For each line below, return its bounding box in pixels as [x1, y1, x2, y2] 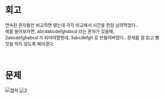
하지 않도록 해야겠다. [14, 40, 55, 46]
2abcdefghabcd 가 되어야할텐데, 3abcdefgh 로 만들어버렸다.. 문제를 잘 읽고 [5, 34, 154, 40]
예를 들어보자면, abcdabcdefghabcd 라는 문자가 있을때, [5, 28, 115, 34]
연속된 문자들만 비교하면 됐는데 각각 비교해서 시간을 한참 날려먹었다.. [5, 22, 138, 28]
